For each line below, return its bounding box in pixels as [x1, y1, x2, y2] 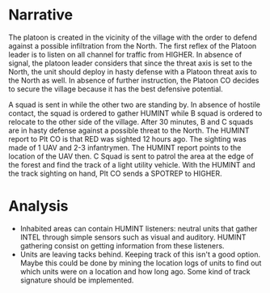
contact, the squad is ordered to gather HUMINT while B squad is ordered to [8, 108, 263, 118]
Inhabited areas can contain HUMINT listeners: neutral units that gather [19, 223, 258, 233]
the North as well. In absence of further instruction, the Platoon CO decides [8, 75, 260, 85]
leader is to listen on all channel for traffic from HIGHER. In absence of [8, 49, 243, 59]
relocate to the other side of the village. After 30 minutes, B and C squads [8, 117, 254, 126]
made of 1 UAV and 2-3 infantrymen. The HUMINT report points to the [8, 142, 242, 152]
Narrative [8, 6, 74, 24]
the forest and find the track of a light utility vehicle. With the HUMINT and [8, 159, 256, 169]
